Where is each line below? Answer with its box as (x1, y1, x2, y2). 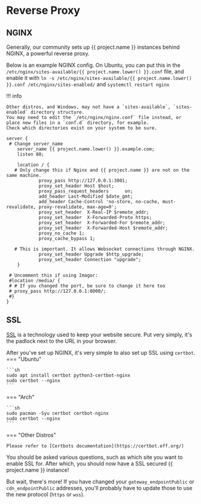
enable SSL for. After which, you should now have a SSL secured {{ (6, 459, 173, 467)
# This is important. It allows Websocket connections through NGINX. (14, 246, 196, 252)
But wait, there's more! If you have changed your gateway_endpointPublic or (6, 478, 194, 485)
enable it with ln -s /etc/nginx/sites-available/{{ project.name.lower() (6, 75, 192, 81)
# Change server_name (8, 141, 63, 147)
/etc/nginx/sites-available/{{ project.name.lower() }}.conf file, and (6, 68, 184, 75)
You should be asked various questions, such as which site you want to (6, 453, 183, 461)
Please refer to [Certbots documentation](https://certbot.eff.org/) (6, 443, 185, 449)
